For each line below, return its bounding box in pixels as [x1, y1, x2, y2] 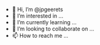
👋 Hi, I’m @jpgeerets [12, 6, 64, 13]
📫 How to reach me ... [12, 32, 68, 39]
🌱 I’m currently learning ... [12, 19, 77, 26]
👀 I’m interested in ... [12, 12, 64, 19]
